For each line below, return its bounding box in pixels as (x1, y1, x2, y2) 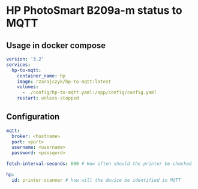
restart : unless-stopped (17, 95, 79, 101)
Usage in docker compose (6, 40, 106, 50)
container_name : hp (17, 73, 66, 79)
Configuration (6, 112, 60, 122)
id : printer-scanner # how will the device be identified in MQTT (11, 177, 181, 183)
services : (6, 61, 31, 68)
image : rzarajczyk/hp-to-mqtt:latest (17, 79, 112, 85)
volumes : (17, 84, 39, 90)
